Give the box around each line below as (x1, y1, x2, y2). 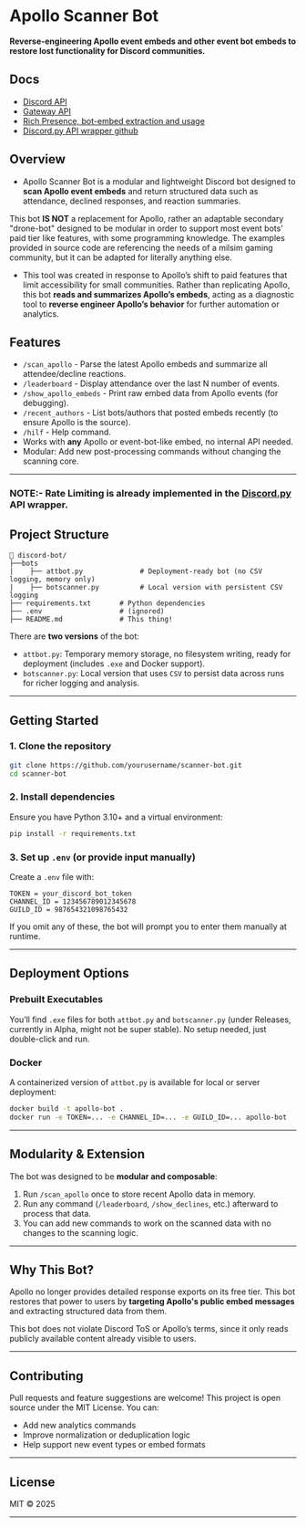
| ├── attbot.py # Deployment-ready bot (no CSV (9, 567, 262, 576)
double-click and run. (9, 1033, 90, 1044)
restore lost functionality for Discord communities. (9, 45, 206, 56)
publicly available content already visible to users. (9, 1334, 197, 1344)
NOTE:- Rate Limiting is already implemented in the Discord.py (9, 487, 291, 500)
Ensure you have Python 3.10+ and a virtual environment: (9, 811, 223, 822)
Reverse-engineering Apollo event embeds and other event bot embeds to (9, 36, 297, 47)
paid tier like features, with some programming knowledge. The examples (9, 232, 285, 243)
